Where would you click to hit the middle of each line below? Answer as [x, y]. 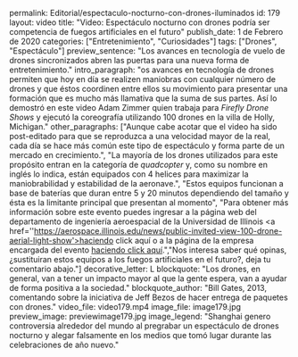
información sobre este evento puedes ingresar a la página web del [133, 212]
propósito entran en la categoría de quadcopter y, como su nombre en [138, 165]
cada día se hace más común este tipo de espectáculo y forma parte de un [147, 145]
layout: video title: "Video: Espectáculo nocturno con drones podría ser [140, 22]
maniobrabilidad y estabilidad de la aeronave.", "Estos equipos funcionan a [146, 183]
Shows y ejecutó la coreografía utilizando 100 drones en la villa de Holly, [142, 117]
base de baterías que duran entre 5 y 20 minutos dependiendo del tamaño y [149, 193]
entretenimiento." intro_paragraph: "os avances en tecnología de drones [142, 70]
